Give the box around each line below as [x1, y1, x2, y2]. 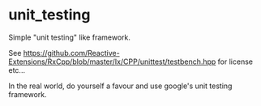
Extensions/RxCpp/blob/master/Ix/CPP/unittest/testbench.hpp [8, 57, 216, 66]
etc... [8, 65, 26, 74]
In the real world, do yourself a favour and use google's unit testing [8, 81, 233, 91]
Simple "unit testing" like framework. [8, 32, 131, 42]
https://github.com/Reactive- [23, 48, 120, 57]
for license [217, 57, 254, 66]
